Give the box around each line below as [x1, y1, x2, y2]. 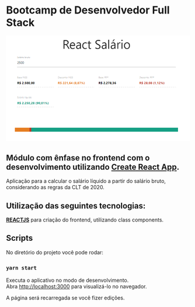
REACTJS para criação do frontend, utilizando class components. [6, 216, 164, 223]
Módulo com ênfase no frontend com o [6, 153, 150, 163]
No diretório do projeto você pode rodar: [6, 248, 104, 255]
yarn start [6, 264, 37, 271]
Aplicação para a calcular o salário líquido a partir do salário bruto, [6, 178, 166, 185]
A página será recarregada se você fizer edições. [6, 294, 125, 302]
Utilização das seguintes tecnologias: [6, 200, 146, 211]
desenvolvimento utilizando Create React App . [6, 162, 180, 172]
